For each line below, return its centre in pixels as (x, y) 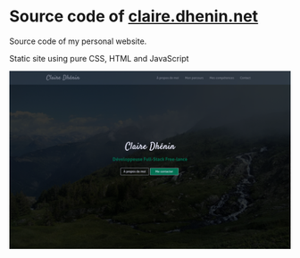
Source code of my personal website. (78, 41)
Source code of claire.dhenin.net (134, 17)
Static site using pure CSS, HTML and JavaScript (99, 58)
